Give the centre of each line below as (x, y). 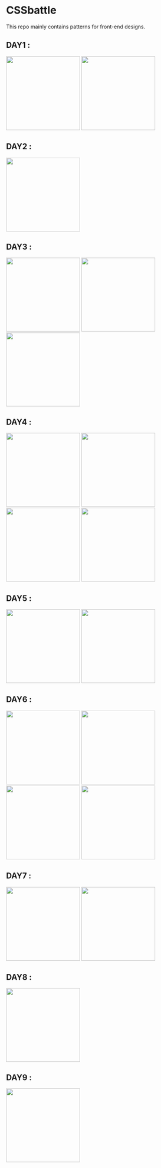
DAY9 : (19, 1077)
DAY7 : (19, 876)
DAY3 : (19, 246)
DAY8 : (19, 977)
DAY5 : (19, 598)
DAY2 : (19, 147)
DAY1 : (18, 45)
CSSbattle (32, 10)
